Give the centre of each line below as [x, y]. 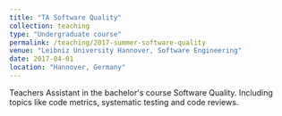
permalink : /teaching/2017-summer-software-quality [107, 42]
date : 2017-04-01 [42, 59]
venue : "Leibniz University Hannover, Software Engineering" [126, 51]
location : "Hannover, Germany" [68, 68]
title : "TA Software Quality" [66, 17]
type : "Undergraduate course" [66, 34]
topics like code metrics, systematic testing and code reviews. [124, 102]
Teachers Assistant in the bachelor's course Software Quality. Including [141, 92]
